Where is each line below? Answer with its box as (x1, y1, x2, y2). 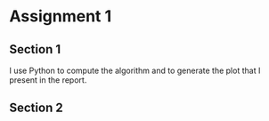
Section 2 (9, 101, 64, 116)
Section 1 (9, 42, 61, 57)
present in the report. (9, 75, 87, 85)
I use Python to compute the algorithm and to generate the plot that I (9, 65, 261, 76)
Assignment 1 (9, 6, 112, 27)
